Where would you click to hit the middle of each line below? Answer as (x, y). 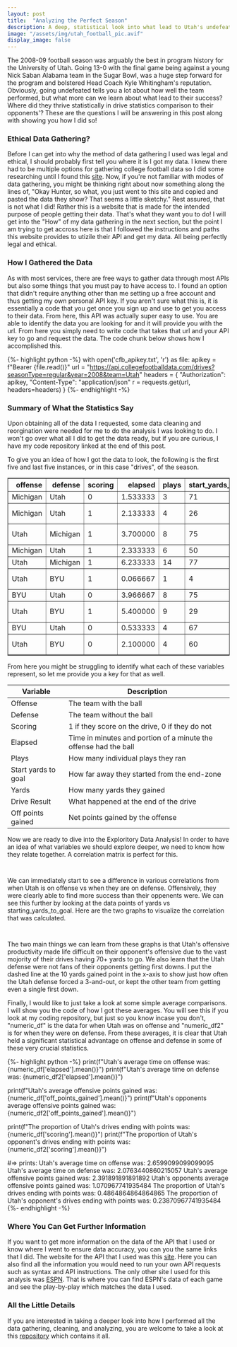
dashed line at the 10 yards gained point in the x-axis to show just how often (118, 974)
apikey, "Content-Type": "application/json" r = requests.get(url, (99, 382)
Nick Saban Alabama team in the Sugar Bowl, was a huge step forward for (115, 76)
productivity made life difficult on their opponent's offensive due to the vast (117, 952)
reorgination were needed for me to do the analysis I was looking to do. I (113, 431)
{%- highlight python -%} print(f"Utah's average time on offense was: (109, 1062)
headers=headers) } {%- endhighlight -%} (69, 389)
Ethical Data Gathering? (49, 139)
